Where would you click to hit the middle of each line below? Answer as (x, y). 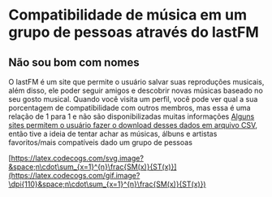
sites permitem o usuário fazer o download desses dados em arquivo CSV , (133, 125)
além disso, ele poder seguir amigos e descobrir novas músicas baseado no (136, 90)
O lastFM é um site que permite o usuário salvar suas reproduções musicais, (136, 82)
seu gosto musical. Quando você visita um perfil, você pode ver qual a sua (133, 99)
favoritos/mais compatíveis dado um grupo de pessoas (101, 142)
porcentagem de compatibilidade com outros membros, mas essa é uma (130, 108)
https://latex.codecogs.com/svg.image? (78, 158)
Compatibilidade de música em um (128, 15)
